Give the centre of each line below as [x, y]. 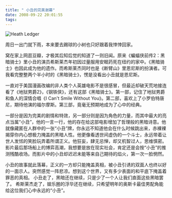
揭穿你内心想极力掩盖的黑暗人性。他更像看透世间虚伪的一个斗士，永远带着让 [86, 135]
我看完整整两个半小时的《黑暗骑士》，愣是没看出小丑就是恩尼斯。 [74, 75]
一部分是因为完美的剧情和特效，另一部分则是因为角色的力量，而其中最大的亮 [86, 116]
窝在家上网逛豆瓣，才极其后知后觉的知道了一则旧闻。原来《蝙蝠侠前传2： [83, 56]
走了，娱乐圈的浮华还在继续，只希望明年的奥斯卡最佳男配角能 [98, 184]
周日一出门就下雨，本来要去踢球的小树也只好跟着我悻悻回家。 [70, 45]
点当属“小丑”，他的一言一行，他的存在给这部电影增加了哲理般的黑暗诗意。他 [86, 122]
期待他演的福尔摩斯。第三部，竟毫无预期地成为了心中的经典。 [79, 105]
